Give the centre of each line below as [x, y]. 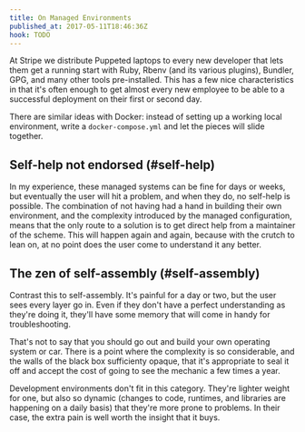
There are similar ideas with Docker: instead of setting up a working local [146, 117]
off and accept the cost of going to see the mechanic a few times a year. [145, 371]
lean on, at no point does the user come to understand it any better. [135, 245]
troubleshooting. [40, 324]
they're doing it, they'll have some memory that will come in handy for [140, 314]
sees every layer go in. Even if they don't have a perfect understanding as [148, 305]
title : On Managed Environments [70, 18]
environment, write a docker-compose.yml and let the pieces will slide [137, 126]
